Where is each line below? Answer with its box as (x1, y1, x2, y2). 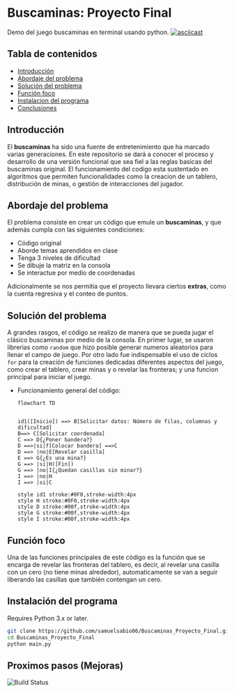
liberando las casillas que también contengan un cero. (7, 575, 162, 584)
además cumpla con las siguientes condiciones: (7, 225, 145, 234)
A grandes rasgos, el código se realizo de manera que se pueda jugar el (7, 328, 214, 337)
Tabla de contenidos (7, 48, 97, 60)
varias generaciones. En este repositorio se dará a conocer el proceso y (7, 150, 214, 158)
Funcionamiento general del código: (17, 386, 120, 395)
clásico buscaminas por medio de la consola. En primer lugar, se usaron (7, 336, 214, 344)
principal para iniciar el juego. (7, 373, 93, 381)
